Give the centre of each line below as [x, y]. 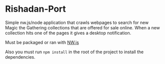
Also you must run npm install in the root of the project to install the [74, 52]
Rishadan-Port [36, 9]
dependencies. [20, 57]
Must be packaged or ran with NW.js [42, 42]
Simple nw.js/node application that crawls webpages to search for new [77, 22]
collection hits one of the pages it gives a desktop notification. [68, 33]
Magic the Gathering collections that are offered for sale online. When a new [82, 27]
